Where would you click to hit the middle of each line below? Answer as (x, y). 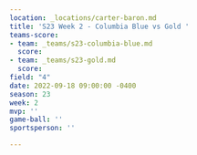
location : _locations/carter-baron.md (83, 18)
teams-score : (34, 35)
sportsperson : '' (42, 129)
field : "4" (30, 77)
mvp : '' (24, 111)
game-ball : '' (36, 119)
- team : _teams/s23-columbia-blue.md (81, 43)
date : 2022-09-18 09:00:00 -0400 (73, 86)
